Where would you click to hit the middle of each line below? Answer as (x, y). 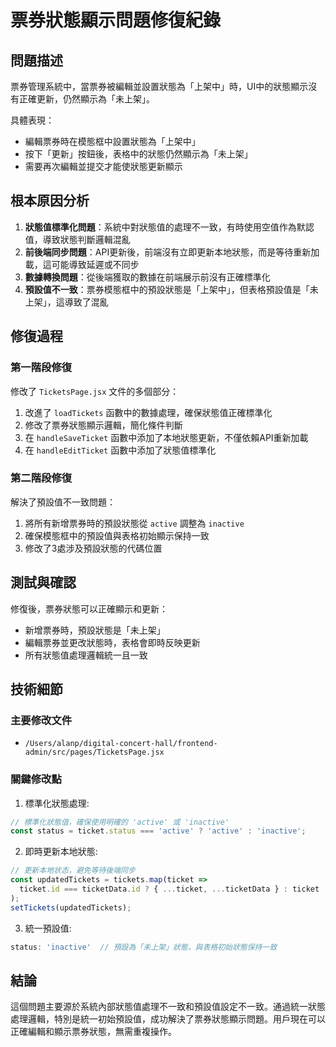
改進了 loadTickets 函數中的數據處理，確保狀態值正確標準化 (148, 412)
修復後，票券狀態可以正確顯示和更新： (89, 608)
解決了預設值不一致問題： (63, 502)
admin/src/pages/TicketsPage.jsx (94, 752)
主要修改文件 (41, 720)
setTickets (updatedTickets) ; (71, 907)
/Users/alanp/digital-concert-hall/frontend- (121, 744)
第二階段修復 (41, 478)
